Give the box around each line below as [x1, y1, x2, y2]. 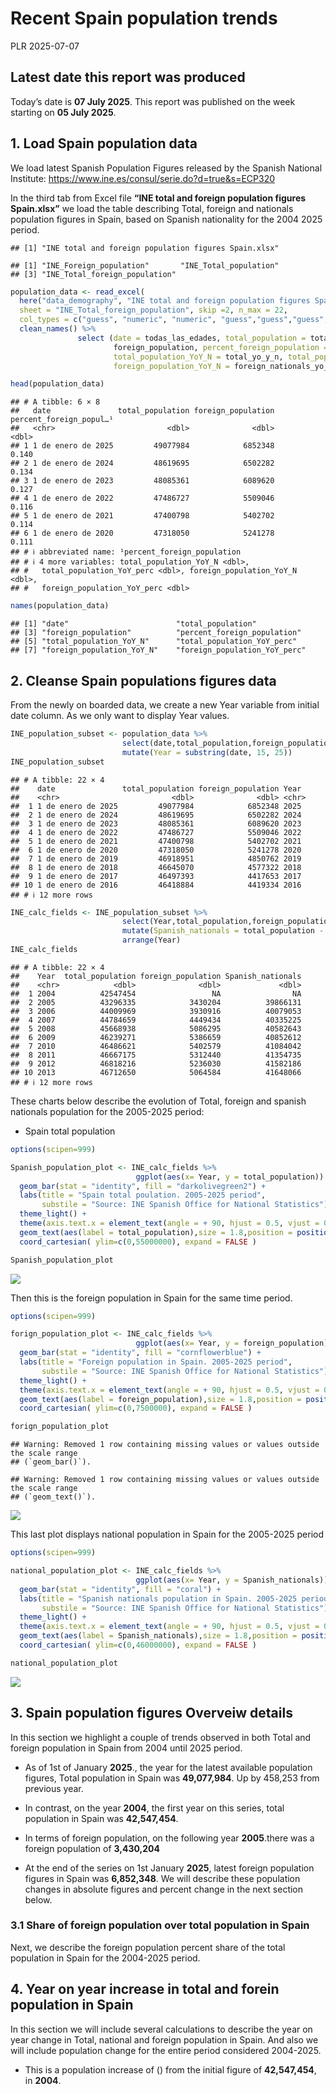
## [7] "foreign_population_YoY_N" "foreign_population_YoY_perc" [10, 645, 307, 656]
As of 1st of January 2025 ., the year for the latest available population [24, 1761, 313, 1773]
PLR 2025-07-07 [10, 40, 80, 52]
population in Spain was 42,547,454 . [24, 1812, 179, 1824]
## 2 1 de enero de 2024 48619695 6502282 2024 [10, 810, 302, 820]
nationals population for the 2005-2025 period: [10, 1105, 205, 1117]
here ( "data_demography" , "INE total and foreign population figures [19, 296, 311, 306]
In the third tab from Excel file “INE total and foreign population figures [10, 192, 307, 204]
